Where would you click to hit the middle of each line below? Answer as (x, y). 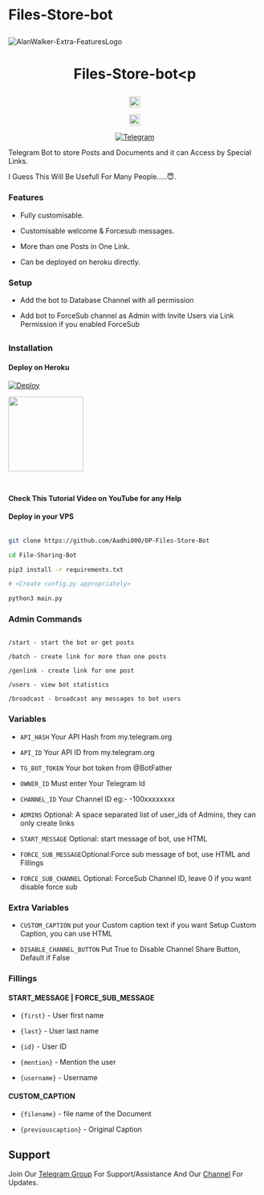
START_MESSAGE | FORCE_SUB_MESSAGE (81, 997)
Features (26, 198)
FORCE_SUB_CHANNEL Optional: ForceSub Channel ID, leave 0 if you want (135, 878)
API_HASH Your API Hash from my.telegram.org (96, 736)
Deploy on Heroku (39, 367)
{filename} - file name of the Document (85, 1114)
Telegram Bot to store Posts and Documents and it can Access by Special (130, 153)
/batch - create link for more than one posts (87, 657)
